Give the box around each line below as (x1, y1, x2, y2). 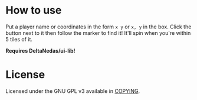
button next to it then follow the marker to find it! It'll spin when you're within (5, 29, 191, 36)
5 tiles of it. (5, 36, 33, 43)
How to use (5, 4, 62, 17)
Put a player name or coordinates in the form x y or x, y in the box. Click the (5, 23, 192, 30)
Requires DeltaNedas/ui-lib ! (5, 47, 75, 54)
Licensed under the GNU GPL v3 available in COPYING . (5, 87, 140, 95)
